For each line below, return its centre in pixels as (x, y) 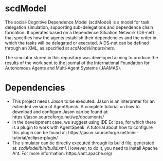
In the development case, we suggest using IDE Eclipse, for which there (84, 122)
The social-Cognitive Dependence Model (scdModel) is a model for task (77, 22)
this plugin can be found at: (39, 132)
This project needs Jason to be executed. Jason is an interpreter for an (83, 101)
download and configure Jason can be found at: (60, 112)
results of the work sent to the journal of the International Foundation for (77, 63)
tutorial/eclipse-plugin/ (35, 138)
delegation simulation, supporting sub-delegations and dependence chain (79, 27)
